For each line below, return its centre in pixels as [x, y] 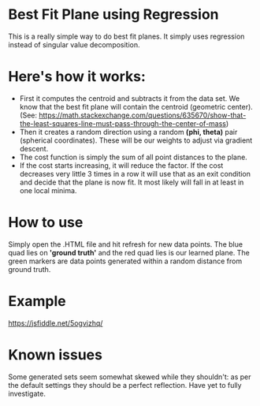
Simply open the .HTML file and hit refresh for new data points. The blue [125, 244]
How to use [46, 223]
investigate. [27, 393]
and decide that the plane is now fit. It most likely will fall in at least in [132, 182]
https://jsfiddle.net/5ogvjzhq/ [56, 323]
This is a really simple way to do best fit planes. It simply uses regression [126, 36]
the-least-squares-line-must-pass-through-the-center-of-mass [123, 123]
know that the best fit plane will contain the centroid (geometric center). [136, 106]
